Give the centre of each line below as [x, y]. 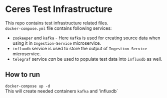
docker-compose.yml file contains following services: [58, 28]
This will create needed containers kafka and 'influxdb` [62, 91]
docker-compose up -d [28, 86]
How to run [23, 75]
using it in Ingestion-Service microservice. [57, 43]
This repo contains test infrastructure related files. [57, 23]
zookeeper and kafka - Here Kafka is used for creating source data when [86, 38]
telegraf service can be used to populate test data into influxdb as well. [87, 59]
